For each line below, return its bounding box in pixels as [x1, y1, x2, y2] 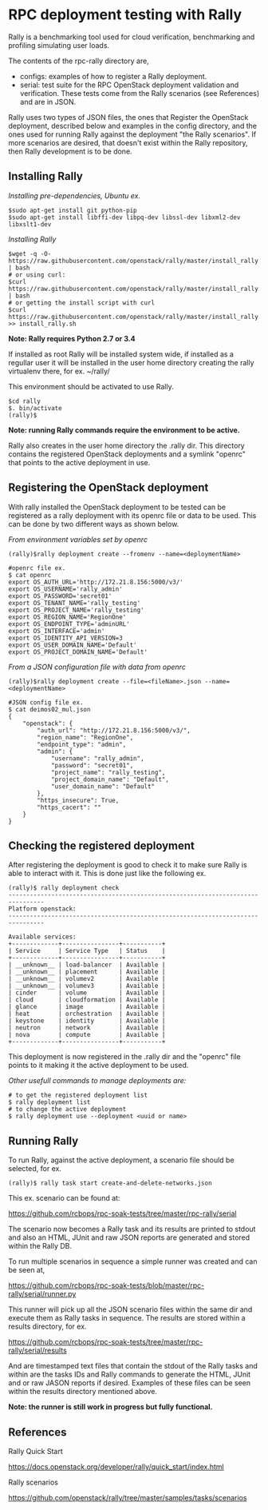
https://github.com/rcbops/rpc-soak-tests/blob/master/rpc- [8, 1281, 205, 1290]
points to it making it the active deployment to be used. [8, 1061, 189, 1070]
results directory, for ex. [8, 1321, 87, 1332]
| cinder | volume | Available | [8, 989, 166, 997]
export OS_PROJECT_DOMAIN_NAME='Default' [8, 647, 148, 656]
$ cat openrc [8, 571, 52, 579]
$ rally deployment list [8, 1098, 91, 1106]
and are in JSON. [19, 97, 77, 106]
